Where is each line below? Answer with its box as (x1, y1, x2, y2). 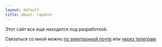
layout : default (5, 7, 39, 13)
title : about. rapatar (5, 12, 53, 17)
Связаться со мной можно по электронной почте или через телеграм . (5, 36, 157, 42)
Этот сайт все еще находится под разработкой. (5, 26, 108, 32)
